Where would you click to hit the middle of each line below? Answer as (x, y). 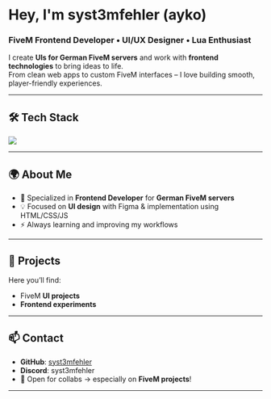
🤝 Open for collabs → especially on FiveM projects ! (106, 379)
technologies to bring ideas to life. (66, 66)
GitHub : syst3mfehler (56, 362)
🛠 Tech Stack (44, 118)
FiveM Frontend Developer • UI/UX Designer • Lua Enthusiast (130, 40)
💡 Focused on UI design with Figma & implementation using (119, 207)
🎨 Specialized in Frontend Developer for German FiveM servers (127, 198)
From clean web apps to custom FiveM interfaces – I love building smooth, (132, 75)
